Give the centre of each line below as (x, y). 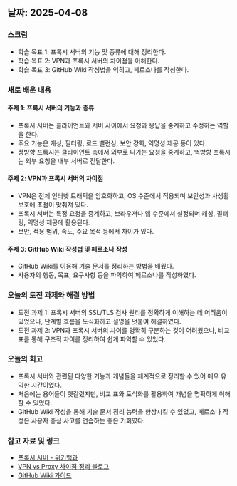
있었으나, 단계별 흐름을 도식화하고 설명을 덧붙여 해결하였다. (99, 321)
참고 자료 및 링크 (33, 440)
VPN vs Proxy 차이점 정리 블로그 (63, 467)
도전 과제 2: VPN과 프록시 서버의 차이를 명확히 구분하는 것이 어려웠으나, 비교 (123, 330)
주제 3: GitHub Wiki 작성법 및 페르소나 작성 (68, 249)
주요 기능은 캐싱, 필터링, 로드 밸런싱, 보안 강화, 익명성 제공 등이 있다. (112, 143)
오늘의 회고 (25, 359)
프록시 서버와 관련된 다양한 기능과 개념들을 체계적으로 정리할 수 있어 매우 (118, 376)
